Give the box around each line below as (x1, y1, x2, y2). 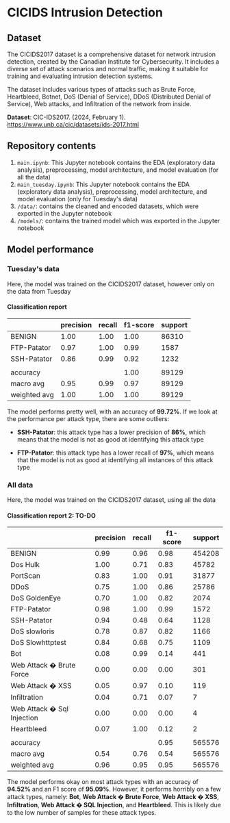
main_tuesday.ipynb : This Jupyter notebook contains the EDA (16, 180, 190, 188)
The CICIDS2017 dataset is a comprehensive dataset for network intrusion (7, 50, 216, 58)
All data (7, 480, 34, 490)
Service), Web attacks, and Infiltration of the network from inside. (7, 100, 192, 107)
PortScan (10, 571, 41, 581)
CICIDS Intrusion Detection (7, 5, 163, 21)
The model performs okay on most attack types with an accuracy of (7, 778, 199, 786)
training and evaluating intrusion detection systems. (7, 72, 153, 80)
